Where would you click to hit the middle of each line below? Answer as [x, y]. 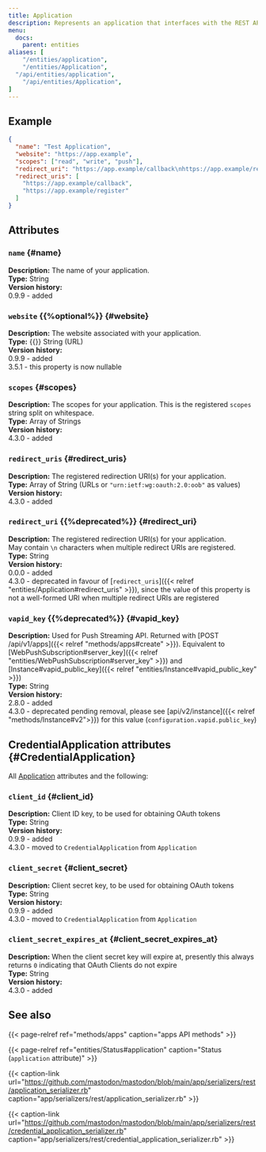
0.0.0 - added [30, 572]
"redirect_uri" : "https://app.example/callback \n [99, 169]
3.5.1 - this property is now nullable [65, 367]
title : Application [40, 15]
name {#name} [35, 253]
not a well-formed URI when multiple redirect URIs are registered [114, 598]
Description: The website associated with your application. [105, 333]
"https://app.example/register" [76, 191]
